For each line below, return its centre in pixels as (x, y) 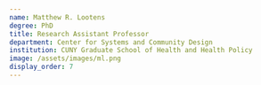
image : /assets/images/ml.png (65, 58)
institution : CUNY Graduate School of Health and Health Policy (131, 50)
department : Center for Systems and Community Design (111, 42)
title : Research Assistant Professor (79, 34)
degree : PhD (31, 26)
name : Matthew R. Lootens (57, 17)
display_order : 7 (41, 67)
